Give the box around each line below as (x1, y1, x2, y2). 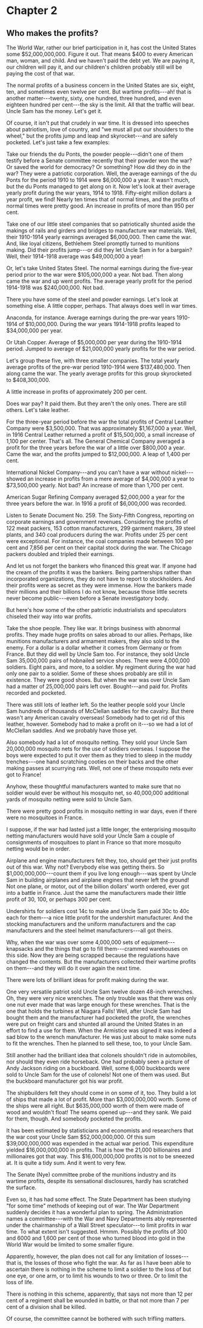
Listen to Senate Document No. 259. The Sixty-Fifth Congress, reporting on (6, 512, 195, 519)
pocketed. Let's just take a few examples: (6, 139, 110, 146)
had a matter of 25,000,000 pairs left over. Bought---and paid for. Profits (6, 683, 188, 690)
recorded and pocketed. (6, 689, 67, 697)
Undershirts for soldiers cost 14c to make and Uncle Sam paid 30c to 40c (6, 908, 190, 914)
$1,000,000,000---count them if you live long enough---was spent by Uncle (6, 870, 197, 877)
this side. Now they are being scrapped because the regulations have (6, 951, 180, 959)
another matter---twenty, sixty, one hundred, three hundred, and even (6, 95, 182, 102)
